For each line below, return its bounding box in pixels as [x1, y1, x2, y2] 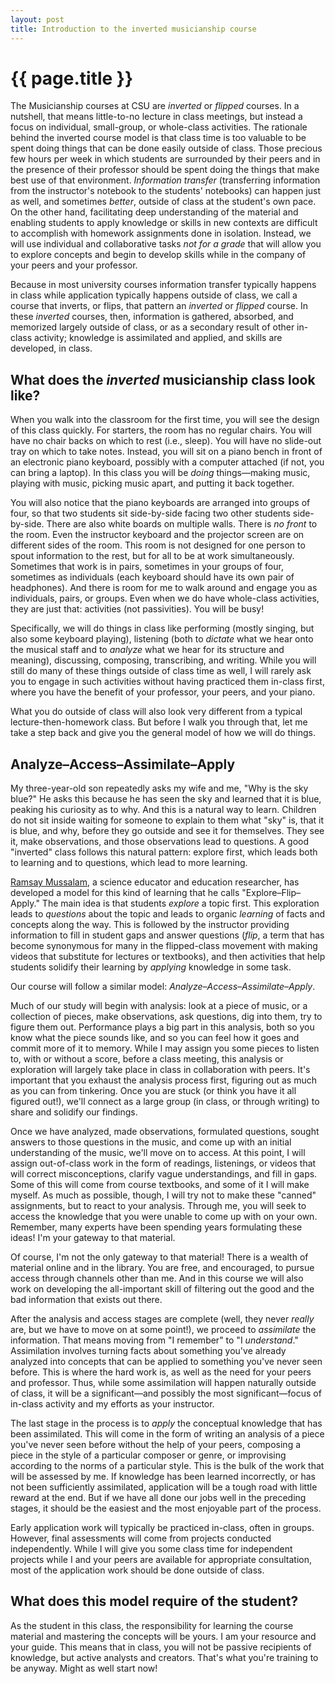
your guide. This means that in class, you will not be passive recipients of [10, 1641, 312, 1653]
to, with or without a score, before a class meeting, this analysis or [10, 1053, 284, 1065]
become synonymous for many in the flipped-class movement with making [10, 940, 318, 952]
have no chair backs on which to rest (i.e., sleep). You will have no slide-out [10, 435, 322, 447]
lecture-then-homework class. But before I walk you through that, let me [10, 716, 308, 728]
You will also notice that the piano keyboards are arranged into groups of [10, 497, 311, 509]
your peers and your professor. [10, 259, 138, 271]
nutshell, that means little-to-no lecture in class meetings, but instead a [10, 111, 303, 123]
